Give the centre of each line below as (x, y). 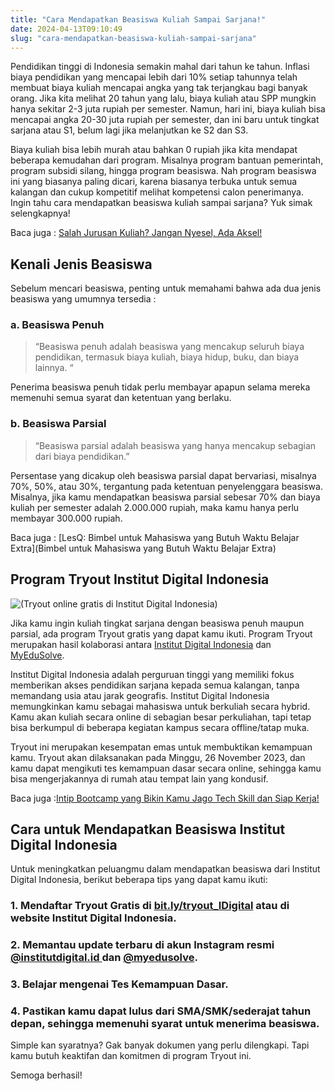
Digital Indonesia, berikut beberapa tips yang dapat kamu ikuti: (139, 880)
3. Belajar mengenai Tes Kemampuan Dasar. (119, 984)
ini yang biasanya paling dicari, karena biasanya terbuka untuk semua (154, 182)
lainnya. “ (54, 368)
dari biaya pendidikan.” (82, 456)
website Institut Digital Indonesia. (93, 918)
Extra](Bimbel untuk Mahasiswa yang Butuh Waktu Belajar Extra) (143, 548)
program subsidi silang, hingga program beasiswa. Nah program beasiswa (163, 171)
